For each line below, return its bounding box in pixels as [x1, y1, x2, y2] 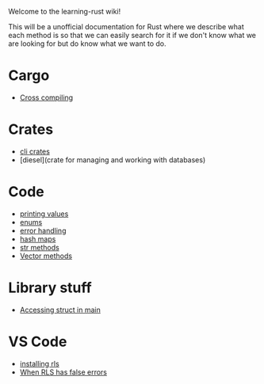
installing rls [19, 359, 59, 368]
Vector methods [19, 251, 73, 260]
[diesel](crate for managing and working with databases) [19, 154, 206, 165]
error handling [19, 226, 67, 235]
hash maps [19, 234, 56, 244]
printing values [19, 209, 69, 219]
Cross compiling [19, 93, 74, 102]
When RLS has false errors [19, 367, 108, 377]
